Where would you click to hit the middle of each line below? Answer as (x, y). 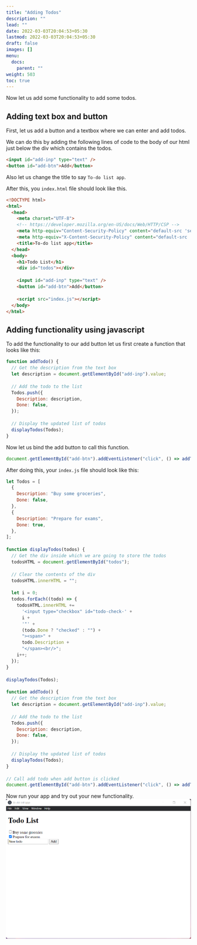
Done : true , (31, 525)
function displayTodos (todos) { (45, 550)
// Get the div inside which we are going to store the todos (89, 556)
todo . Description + (45, 643)
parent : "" (30, 68)
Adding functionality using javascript (75, 330)
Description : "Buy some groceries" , (62, 494)
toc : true (18, 80)
